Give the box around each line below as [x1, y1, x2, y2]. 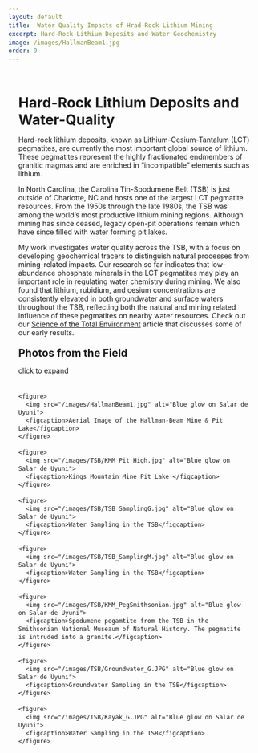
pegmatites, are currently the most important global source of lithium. [18, 144, 248, 153]
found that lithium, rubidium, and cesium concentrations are [18, 285, 216, 295]
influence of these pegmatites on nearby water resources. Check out [18, 311, 246, 321]
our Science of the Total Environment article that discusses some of [18, 319, 242, 329]
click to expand [18, 366, 70, 376]
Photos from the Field [18, 346, 128, 360]
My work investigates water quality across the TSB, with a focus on [18, 243, 240, 253]
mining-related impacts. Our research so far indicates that [18, 260, 210, 269]
